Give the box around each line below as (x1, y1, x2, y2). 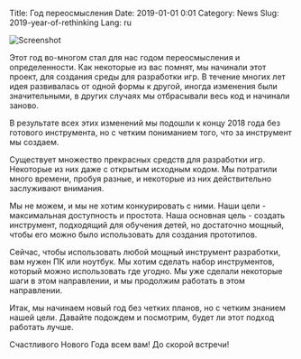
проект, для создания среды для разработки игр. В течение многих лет (9, 71, 286, 82)
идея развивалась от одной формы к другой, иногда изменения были (9, 81, 278, 91)
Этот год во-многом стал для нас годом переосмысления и (9, 52, 241, 62)
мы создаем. (9, 137, 59, 147)
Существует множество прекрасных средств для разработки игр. (9, 154, 266, 165)
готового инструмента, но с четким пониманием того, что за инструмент (9, 127, 293, 138)
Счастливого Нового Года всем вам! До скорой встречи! (9, 339, 230, 350)
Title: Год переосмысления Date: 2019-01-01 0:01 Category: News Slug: (9, 8, 279, 18)
